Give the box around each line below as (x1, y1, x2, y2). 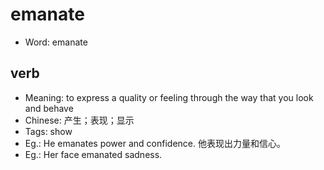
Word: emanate (24, 36, 88, 48)
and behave (24, 102, 74, 114)
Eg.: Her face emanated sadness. (24, 148, 163, 160)
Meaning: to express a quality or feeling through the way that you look (24, 91, 314, 103)
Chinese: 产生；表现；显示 (24, 114, 135, 126)
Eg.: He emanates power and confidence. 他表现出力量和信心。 (24, 137, 286, 149)
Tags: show (24, 125, 73, 137)
